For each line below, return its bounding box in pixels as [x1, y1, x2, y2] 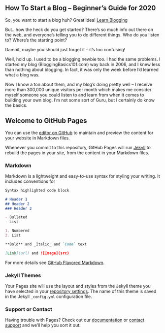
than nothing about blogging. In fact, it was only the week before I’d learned [5, 67, 159, 72]
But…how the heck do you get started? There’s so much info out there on [5, 27, 154, 33]
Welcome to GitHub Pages [5, 117, 87, 125]
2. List [5, 233, 21, 238]
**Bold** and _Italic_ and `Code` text [5, 241, 87, 247]
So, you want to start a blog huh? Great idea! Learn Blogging [5, 17, 128, 23]
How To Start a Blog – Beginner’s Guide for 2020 [5, 4, 156, 12]
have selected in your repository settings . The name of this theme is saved [5, 288, 157, 294]
